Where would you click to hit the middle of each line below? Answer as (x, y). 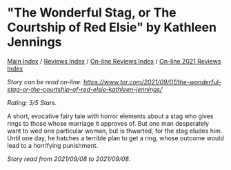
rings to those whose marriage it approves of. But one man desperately (108, 123)
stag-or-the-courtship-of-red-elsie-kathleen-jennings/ (85, 89)
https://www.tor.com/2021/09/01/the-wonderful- (152, 82)
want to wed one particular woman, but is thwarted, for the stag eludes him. (115, 131)
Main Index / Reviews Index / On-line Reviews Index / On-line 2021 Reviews (114, 61)
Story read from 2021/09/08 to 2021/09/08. (69, 159)
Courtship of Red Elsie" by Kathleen (112, 27)
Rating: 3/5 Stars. (32, 102)
